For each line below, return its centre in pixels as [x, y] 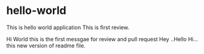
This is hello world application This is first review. [68, 27]
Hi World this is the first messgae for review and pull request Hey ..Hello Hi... [102, 39]
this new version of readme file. [46, 46]
